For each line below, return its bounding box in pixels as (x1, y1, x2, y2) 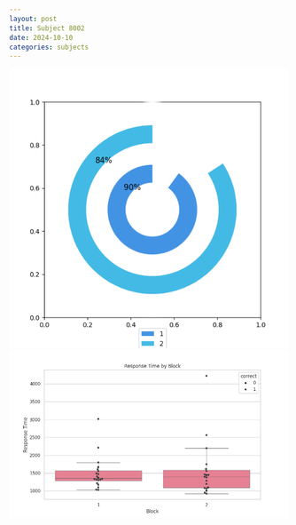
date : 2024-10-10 (9, 33, 74, 42)
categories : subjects (9, 43, 90, 52)
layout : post (9, 14, 58, 23)
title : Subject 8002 (9, 23, 86, 33)
